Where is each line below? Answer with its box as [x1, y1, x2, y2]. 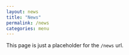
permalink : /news [6, 20, 50, 26]
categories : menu [6, 25, 50, 32]
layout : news [6, 8, 39, 15]
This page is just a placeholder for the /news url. [6, 42, 124, 49]
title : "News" [6, 14, 42, 20]
